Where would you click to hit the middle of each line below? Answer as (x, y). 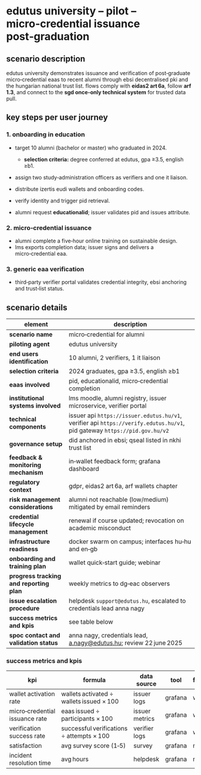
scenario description (46, 59)
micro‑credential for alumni (106, 334)
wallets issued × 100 (90, 702)
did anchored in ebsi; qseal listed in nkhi (125, 441)
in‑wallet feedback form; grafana (114, 462)
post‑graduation (48, 37)
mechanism (26, 472)
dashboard (84, 469)
